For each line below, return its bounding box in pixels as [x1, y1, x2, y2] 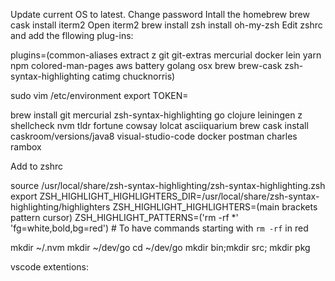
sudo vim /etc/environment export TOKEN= [10, 90, 189, 101]
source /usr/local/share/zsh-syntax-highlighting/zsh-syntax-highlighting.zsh [10, 180, 326, 191]
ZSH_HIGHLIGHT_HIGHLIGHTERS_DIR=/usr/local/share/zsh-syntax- [39, 190, 320, 202]
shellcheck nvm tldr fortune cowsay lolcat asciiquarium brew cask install [10, 120, 309, 131]
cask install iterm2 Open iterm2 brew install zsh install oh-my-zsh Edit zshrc [10, 19, 323, 31]
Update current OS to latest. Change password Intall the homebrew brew [10, 9, 310, 20]
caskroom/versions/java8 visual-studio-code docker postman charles [10, 130, 298, 142]
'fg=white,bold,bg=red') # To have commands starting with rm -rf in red [10, 222, 309, 234]
